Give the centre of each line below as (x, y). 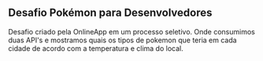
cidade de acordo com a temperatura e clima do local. (96, 48)
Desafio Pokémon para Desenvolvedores (110, 13)
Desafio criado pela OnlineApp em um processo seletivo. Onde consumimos (132, 31)
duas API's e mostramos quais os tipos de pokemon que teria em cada (123, 40)
